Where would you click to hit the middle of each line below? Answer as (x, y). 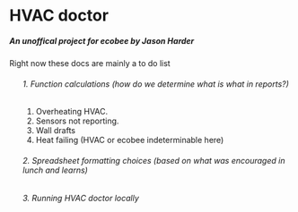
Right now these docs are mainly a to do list (90, 64)
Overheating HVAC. (72, 112)
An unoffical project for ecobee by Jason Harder (102, 40)
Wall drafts (56, 131)
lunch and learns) (55, 170)
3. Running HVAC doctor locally (80, 198)
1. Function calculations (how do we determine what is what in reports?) (156, 84)
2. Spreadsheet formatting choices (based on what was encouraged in (153, 160)
